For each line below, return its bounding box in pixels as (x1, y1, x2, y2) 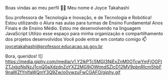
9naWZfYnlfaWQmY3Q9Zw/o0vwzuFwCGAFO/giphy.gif (5, 69, 121, 75)
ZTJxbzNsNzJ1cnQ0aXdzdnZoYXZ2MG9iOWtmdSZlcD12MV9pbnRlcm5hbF (5, 64, 162, 70)
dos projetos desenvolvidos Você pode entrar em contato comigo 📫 (5, 36, 147, 42)
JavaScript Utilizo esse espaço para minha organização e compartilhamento (5, 31, 163, 36)
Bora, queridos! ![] (5, 53, 43, 59)
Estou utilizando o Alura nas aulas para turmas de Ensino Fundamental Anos (5, 20, 163, 26)
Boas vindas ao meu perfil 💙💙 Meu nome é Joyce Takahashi (5, 5, 130, 11)
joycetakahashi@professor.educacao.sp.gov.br (5, 43, 103, 49)
